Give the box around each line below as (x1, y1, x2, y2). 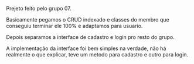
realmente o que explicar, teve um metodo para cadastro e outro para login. (6, 51, 189, 58)
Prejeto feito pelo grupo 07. (6, 5, 72, 12)
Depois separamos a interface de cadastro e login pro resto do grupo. (6, 34, 175, 40)
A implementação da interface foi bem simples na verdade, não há (6, 45, 166, 52)
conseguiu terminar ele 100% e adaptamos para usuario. (6, 23, 143, 29)
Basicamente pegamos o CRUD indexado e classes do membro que (6, 16, 169, 23)
